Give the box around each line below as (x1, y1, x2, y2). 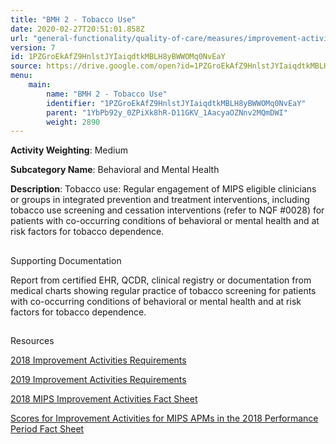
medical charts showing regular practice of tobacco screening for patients (10, 284, 317, 296)
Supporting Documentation (10, 254, 122, 266)
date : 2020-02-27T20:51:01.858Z (10, 24, 145, 34)
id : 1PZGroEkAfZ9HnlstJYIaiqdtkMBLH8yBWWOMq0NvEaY (10, 52, 226, 62)
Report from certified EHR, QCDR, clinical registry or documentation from (10, 274, 312, 286)
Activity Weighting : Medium (10, 144, 128, 156)
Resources (10, 335, 55, 347)
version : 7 (10, 42, 56, 53)
